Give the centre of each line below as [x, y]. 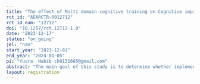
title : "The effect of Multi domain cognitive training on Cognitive [94, 12]
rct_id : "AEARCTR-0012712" [40, 17]
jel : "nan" [20, 45]
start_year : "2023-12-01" [38, 50]
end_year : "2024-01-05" [36, 56]
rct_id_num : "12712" [32, 22]
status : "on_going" [30, 39]
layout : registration [33, 72]
